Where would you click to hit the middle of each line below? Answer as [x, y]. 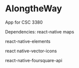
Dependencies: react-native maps [40, 32]
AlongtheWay [34, 9]
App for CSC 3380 [24, 22]
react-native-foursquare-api [34, 60]
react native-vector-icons [31, 51]
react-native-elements [28, 41]
